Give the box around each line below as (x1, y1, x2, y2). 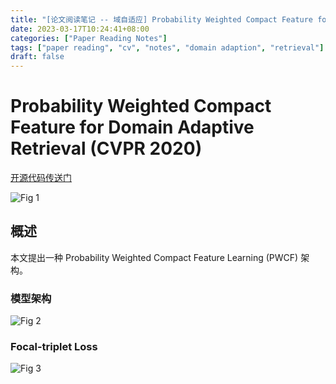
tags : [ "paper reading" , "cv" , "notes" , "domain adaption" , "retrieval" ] (10, 42, 325, 53)
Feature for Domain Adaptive (10, 116, 255, 139)
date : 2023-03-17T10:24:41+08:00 (10, 24, 150, 34)
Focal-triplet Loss (10, 340, 98, 354)
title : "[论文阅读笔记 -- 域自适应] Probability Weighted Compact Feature (10, 14, 314, 25)
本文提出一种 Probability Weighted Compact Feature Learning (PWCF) (10, 251, 299, 263)
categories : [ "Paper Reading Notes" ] (10, 33, 168, 43)
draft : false (10, 52, 65, 62)
